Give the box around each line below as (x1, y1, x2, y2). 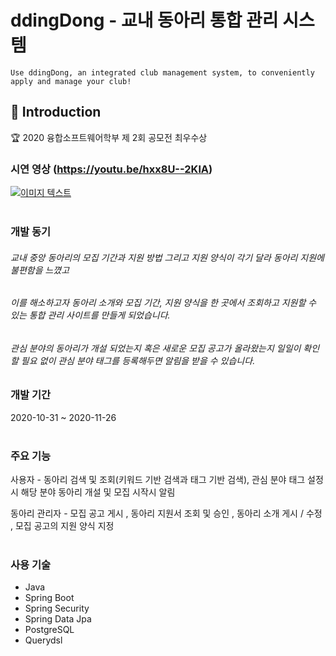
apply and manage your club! (10, 76, 132, 86)
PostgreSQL (24, 624, 75, 636)
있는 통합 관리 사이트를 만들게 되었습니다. (10, 309, 171, 321)
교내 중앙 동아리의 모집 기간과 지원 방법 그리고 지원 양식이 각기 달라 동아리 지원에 (10, 251, 325, 263)
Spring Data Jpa (24, 613, 92, 625)
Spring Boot (24, 592, 75, 604)
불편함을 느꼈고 (10, 264, 70, 276)
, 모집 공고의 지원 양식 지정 (10, 520, 115, 532)
